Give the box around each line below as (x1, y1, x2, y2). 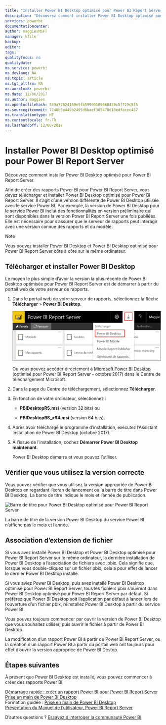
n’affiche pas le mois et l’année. (5, 522, 69, 528)
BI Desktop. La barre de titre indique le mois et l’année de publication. (5, 492, 147, 498)
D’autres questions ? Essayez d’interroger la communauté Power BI (5, 714, 142, 721)
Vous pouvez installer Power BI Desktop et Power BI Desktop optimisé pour (5, 243, 158, 249)
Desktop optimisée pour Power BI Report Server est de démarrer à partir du (5, 280, 159, 287)
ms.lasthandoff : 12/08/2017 (5, 123, 63, 128)
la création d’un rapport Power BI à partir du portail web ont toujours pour (5, 641, 155, 647)
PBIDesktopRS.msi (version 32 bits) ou (19, 405, 100, 411)
